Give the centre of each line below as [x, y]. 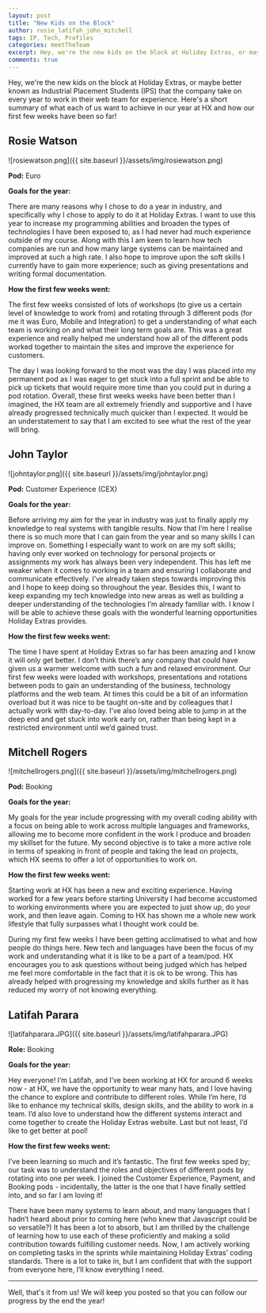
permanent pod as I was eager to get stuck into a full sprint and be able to [129, 378]
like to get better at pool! [48, 1131]
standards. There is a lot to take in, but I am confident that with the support [130, 1261]
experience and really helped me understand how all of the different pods [128, 338]
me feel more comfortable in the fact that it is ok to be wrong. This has [123, 973]
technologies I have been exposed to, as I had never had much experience [130, 232]
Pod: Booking [30, 787]
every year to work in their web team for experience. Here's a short [118, 99]
